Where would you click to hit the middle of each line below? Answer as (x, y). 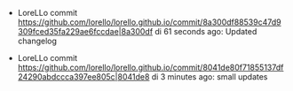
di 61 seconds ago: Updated (206, 31)
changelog (37, 41)
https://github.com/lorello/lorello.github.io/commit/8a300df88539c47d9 (149, 22)
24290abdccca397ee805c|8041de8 (83, 77)
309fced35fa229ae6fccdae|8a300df (85, 31)
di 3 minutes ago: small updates (210, 77)
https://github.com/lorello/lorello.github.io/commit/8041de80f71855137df (150, 67)
